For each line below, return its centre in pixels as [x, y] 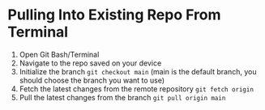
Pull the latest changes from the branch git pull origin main [122, 97]
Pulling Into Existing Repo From [114, 15]
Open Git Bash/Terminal [59, 54]
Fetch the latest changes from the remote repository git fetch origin [137, 89]
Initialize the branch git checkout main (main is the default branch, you [138, 71]
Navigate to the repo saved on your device [90, 63]
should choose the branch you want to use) [92, 80]
